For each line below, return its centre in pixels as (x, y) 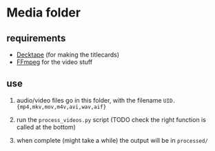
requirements (36, 38)
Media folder (43, 13)
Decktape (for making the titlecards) (68, 54)
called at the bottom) (46, 127)
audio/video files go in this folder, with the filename (89, 100)
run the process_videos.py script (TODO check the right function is (111, 119)
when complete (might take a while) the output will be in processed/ (112, 140)
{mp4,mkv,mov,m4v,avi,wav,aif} (61, 107)
